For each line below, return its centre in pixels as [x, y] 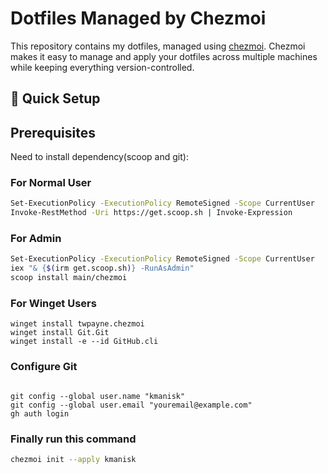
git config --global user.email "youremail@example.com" [131, 405]
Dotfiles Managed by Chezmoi [138, 18]
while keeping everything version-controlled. [102, 67]
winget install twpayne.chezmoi [77, 324]
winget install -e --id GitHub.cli [84, 342]
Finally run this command [73, 439]
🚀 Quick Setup [55, 98]
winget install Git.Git [60, 333]
